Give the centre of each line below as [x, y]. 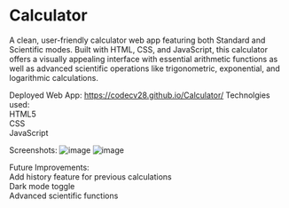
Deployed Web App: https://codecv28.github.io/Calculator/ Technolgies [140, 95]
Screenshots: [33, 150]
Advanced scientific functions [64, 196]
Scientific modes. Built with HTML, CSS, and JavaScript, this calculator [139, 49]
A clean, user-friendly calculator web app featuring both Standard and [137, 40]
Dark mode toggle [42, 186]
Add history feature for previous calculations [90, 176]
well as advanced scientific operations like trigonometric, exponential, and [145, 68]
